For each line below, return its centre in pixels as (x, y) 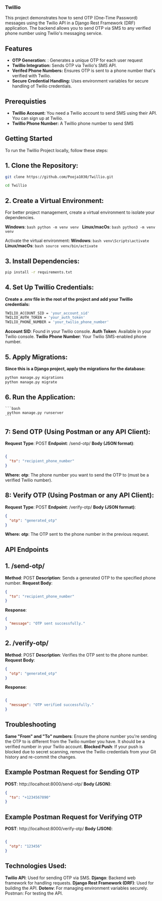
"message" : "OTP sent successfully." (47, 624)
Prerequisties (26, 101)
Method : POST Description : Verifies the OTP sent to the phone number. (77, 655)
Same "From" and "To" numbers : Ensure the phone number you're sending (81, 736)
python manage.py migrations (34, 378)
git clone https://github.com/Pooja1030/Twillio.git (59, 177)
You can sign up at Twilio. (38, 118)
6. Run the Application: (40, 397)
